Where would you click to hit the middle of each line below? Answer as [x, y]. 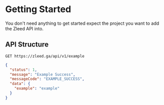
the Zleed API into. [24, 28]
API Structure [27, 45]
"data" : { [20, 84]
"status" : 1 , [23, 70]
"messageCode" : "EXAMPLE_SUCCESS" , [47, 79]
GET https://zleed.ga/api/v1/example [45, 56]
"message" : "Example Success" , [43, 74]
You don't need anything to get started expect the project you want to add [82, 23]
